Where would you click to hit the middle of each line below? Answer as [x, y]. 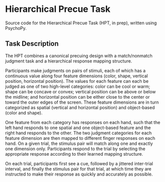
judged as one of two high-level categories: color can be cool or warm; [78, 86]
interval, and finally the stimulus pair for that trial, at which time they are [78, 169]
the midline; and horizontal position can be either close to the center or [78, 97]
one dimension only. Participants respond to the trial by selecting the [75, 149]
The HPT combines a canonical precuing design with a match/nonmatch [79, 56]
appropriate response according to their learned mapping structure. [74, 154]
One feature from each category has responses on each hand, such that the [83, 122]
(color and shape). [24, 113]
